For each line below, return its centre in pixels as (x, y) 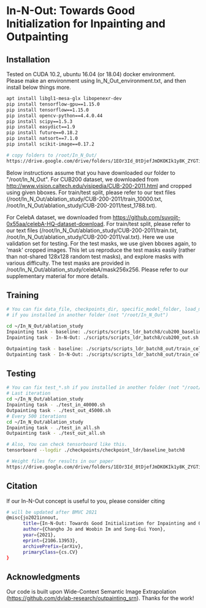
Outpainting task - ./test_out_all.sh (56, 434)
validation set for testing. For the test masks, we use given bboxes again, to (101, 243)
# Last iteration (29, 394)
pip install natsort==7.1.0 (42, 139)
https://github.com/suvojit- (147, 217)
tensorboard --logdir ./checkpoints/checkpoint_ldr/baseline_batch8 (96, 450)
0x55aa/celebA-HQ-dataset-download (55, 224)
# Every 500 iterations (37, 416)
